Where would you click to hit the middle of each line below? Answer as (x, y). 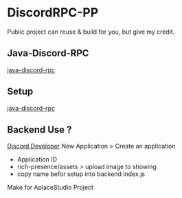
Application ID (37, 159)
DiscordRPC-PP (53, 13)
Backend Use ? (39, 130)
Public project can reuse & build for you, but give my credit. (91, 32)
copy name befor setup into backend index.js (81, 174)
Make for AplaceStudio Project (50, 188)
